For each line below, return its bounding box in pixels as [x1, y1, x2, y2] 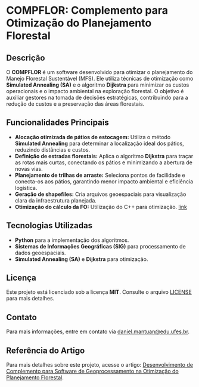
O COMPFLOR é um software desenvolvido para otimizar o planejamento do [6, 69, 193, 75]
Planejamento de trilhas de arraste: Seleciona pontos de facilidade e [14, 171, 186, 179]
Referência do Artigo [6, 345, 85, 355]
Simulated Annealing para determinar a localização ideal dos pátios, [14, 140, 185, 147]
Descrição [6, 53, 45, 63]
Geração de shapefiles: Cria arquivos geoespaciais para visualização [14, 191, 186, 198]
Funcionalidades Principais [6, 118, 109, 128]
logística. [14, 184, 38, 191]
